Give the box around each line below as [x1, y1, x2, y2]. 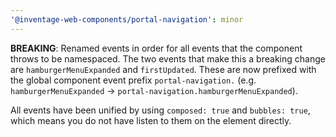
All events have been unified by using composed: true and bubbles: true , [10, 104, 311, 116]
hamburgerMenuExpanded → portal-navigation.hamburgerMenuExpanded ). [10, 84, 298, 96]
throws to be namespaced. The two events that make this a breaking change [10, 52, 326, 65]
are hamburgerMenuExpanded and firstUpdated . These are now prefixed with [10, 63, 317, 75]
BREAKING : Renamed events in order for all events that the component [10, 42, 303, 54]
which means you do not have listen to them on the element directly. [10, 114, 292, 126]
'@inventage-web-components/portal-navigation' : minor [10, 14, 244, 25]
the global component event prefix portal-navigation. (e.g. [10, 74, 257, 86]
